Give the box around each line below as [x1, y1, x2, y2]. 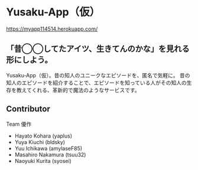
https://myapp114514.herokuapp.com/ [6, 25, 98, 32]
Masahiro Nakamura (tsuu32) [14, 151, 86, 158]
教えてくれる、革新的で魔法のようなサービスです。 [16, 86, 140, 93]
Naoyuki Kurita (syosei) [14, 157, 72, 164]
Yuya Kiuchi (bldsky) [14, 138, 66, 145]
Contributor [6, 104, 50, 114]
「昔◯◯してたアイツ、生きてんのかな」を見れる [6, 44, 190, 54]
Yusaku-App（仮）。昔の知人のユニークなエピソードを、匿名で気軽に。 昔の [6, 71, 190, 79]
